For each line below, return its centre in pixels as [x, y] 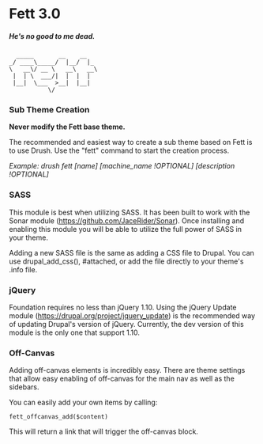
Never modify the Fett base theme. [67, 127]
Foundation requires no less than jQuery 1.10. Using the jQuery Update [123, 307]
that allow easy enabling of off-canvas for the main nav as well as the [122, 379]
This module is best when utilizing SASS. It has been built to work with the [130, 212]
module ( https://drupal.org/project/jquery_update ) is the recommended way [132, 316]
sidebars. [24, 387]
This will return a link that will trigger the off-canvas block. [103, 431]
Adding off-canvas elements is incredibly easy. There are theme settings [127, 370]
